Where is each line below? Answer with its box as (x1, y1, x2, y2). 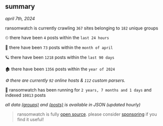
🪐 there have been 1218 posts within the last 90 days (5, 54, 114, 60)
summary (5, 2, 35, 11)
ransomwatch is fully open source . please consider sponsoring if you (17, 111, 157, 117)
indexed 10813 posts (5, 92, 46, 98)
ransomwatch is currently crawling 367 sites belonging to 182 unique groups (5, 25, 159, 31)
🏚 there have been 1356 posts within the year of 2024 (5, 66, 115, 72)
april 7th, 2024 (5, 15, 35, 21)
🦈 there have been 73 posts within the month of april (5, 44, 113, 50)
